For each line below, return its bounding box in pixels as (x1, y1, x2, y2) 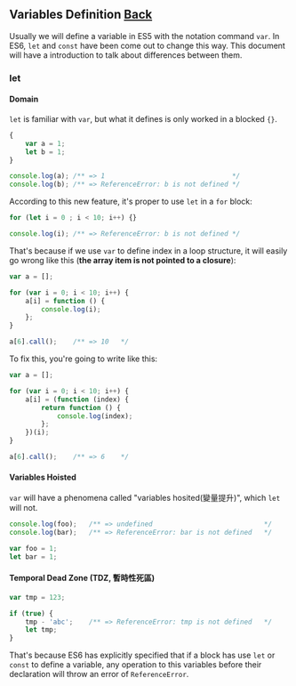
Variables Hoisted (9, 472, 77, 482)
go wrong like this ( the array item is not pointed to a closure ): (9, 254, 236, 265)
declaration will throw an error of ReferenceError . (9, 669, 189, 680)
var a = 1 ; (25, 139, 66, 148)
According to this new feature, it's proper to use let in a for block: (9, 196, 253, 207)
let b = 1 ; (25, 147, 66, 157)
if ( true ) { (9, 609, 53, 617)
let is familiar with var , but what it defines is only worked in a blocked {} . (9, 113, 277, 124)
